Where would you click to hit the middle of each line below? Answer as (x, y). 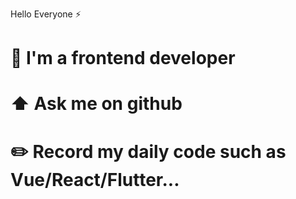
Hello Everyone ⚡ (46, 14)
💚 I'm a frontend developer (123, 58)
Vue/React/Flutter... (95, 179)
